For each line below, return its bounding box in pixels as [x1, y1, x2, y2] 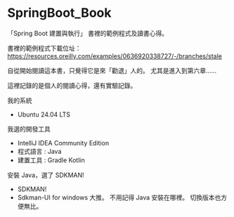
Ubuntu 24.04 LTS [17, 110, 71, 119]
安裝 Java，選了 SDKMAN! [7, 171, 84, 179]
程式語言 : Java [17, 147, 62, 155]
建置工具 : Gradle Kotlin [17, 156, 86, 164]
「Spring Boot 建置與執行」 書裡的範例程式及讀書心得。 [7, 29, 169, 37]
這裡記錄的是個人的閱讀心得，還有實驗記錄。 [7, 81, 137, 89]
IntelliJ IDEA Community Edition [17, 138, 110, 147]
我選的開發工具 [7, 124, 51, 133]
